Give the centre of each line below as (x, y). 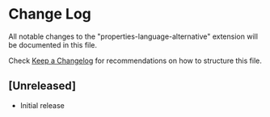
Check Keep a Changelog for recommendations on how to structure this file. (135, 61)
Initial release (42, 105)
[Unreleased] (42, 86)
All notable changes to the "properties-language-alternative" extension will (133, 36)
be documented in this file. (53, 44)
